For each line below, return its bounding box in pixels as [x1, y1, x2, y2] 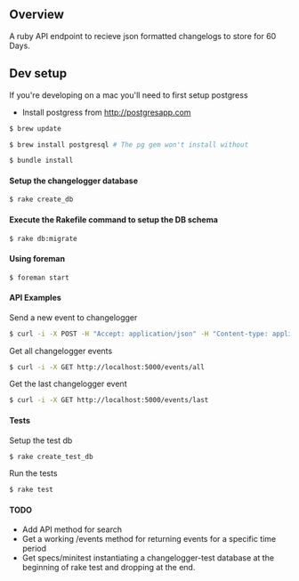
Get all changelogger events [9, 345, 113, 356]
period [21, 543, 47, 554]
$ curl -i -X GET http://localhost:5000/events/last [9, 396, 209, 405]
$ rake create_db [9, 195, 74, 204]
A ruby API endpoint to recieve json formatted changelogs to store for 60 [9, 30, 277, 41]
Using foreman [9, 254, 65, 263]
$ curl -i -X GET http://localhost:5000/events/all [9, 362, 205, 372]
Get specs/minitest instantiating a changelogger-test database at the [21, 553, 274, 563]
